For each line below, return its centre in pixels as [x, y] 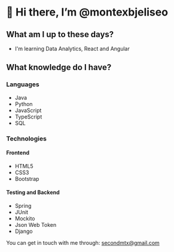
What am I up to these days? [60, 34]
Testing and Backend [33, 192]
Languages [23, 84]
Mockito [25, 218]
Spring [23, 206]
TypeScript [28, 117]
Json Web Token [36, 225]
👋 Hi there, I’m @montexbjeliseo [87, 12]
